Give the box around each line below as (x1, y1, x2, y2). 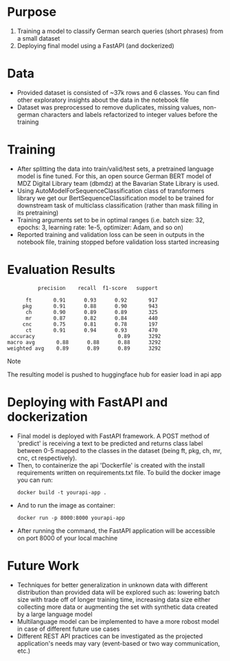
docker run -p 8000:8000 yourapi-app (16, 514, 126, 521)
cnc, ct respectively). (16, 454, 78, 462)
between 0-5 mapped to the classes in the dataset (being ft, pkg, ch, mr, (16, 446, 222, 454)
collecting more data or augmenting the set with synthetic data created (16, 602, 218, 611)
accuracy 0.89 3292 (10, 333, 161, 339)
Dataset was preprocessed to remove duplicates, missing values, (16, 103, 202, 111)
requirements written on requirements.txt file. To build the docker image (16, 468, 221, 476)
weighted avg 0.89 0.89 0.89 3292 (7, 345, 161, 352)
